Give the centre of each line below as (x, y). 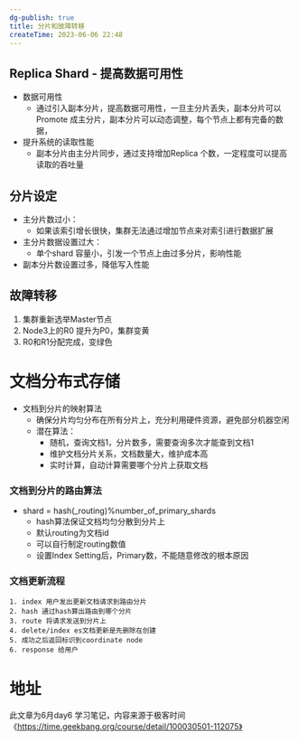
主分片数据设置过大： (62, 242)
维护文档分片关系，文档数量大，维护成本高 (129, 454)
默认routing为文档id (73, 533)
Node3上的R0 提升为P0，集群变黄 (86, 330)
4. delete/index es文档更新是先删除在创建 (83, 631)
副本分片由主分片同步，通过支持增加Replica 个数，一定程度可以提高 (161, 154)
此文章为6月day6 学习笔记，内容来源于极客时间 (98, 716)
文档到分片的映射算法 (62, 408)
